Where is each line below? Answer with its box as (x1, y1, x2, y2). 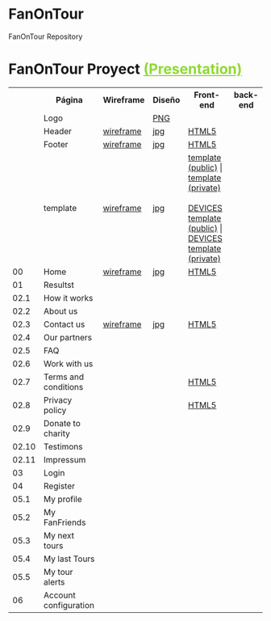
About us (43, 305, 78, 316)
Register (43, 480, 75, 492)
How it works (43, 292, 94, 303)
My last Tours (43, 553, 95, 564)
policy (43, 404, 67, 416)
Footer (43, 138, 69, 150)
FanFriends (43, 517, 86, 528)
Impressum (43, 454, 86, 465)
